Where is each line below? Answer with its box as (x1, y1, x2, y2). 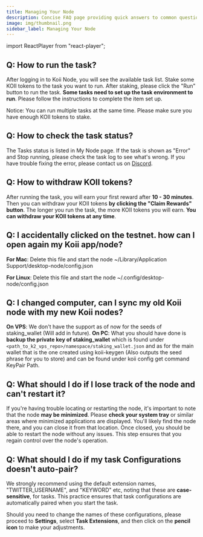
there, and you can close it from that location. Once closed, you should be (6, 424, 190, 431)
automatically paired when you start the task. (6, 499, 119, 506)
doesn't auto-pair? (6, 464, 79, 474)
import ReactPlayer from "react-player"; (6, 42, 106, 50)
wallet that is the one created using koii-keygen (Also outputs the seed (6, 349, 182, 356)
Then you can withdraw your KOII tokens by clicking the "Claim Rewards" (6, 200, 192, 207)
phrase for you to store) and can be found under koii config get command (6, 355, 190, 363)
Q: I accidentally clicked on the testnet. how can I (6, 230, 195, 241)
